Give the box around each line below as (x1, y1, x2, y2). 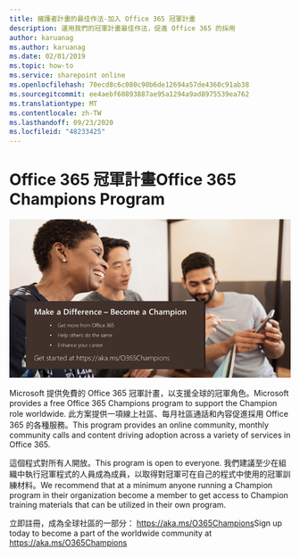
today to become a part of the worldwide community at (9, 528, 212, 538)
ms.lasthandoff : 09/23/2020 (9, 118, 114, 127)
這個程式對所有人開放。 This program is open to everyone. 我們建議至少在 (9, 457, 279, 468)
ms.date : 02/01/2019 (9, 52, 87, 62)
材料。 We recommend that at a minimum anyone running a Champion (16, 479, 273, 490)
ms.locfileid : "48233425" (9, 128, 105, 137)
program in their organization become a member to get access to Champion (9, 489, 288, 500)
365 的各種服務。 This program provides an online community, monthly (9, 420, 270, 430)
